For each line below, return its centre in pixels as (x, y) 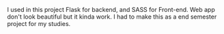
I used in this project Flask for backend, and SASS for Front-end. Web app (111, 10)
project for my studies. (39, 24)
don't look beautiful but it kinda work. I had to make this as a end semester (112, 17)
